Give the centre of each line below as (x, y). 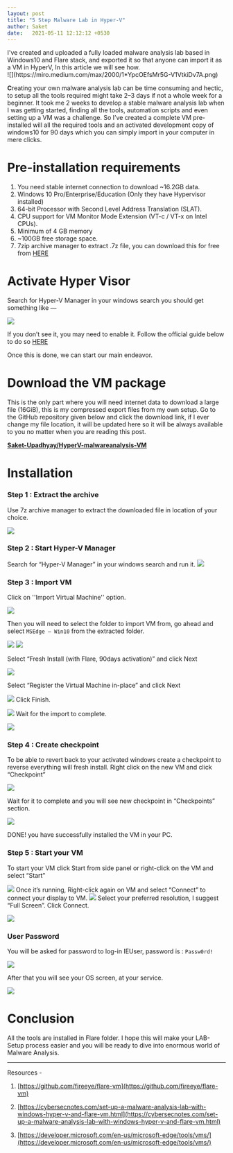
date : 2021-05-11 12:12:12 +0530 (59, 33)
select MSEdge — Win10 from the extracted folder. (76, 631)
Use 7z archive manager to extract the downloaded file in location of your (112, 510)
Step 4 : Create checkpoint (53, 745)
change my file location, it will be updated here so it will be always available (115, 424)
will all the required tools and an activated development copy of (123, 125)
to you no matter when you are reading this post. (77, 432)
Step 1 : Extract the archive (53, 495)
